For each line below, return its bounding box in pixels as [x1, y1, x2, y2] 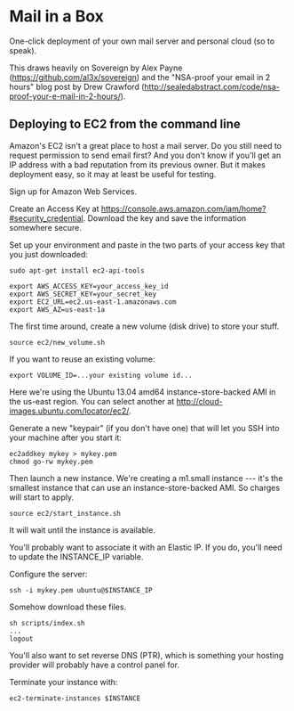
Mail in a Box [9, 6, 105, 27]
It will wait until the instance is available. [9, 524, 155, 535]
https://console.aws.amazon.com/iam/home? [100, 203, 266, 214]
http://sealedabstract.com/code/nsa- [144, 81, 280, 92]
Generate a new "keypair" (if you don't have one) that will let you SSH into [9, 422, 280, 433]
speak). [9, 45, 37, 55]
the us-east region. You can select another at [9, 396, 175, 406]
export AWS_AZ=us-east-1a [9, 305, 105, 314]
